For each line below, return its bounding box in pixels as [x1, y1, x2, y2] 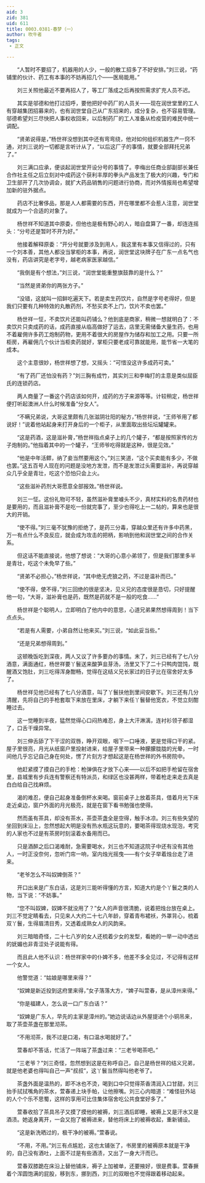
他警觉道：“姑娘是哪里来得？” [16, 974, 92, 981]
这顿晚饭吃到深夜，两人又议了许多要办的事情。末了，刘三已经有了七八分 [16, 653, 199, 660]
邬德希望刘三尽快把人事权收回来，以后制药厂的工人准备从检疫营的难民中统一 [6, 114, 199, 122]
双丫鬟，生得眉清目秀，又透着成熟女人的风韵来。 [6, 919, 129, 927]
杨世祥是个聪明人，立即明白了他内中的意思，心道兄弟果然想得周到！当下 [16, 606, 199, 613]
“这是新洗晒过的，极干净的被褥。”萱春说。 [16, 1129, 121, 1136]
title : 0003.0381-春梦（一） [6, 26, 76, 32]
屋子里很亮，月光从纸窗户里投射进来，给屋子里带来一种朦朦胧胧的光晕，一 [6, 745, 193, 752]
